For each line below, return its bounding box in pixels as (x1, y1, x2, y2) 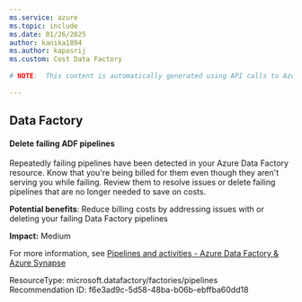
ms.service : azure (9, 13, 78, 22)
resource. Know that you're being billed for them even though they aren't (9, 168, 280, 178)
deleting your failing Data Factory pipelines (9, 213, 168, 224)
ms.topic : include (9, 22, 78, 30)
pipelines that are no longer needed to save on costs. (9, 186, 207, 197)
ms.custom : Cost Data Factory (9, 55, 123, 64)
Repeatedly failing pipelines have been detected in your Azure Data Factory (9, 158, 289, 168)
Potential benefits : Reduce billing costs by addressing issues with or (9, 203, 265, 215)
